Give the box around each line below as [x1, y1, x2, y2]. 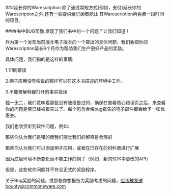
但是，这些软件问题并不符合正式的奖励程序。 [5, 166, 99, 173]
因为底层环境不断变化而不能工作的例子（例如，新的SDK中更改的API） [5, 156, 151, 162]
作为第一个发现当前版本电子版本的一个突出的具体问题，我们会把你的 [5, 39, 148, 45]
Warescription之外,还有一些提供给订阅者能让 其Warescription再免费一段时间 [5, 11, 164, 17]
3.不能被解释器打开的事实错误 [5, 89, 68, 94]
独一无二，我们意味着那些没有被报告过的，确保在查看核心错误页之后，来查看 [5, 100, 166, 106]
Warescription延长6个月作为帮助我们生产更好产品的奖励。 [5, 45, 127, 51]
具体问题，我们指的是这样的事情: [5, 56, 74, 62]
